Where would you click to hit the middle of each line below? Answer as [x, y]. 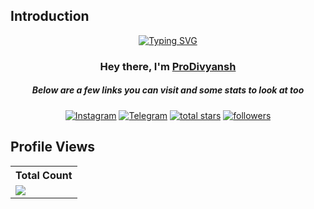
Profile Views [53, 147]
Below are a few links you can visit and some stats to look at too [168, 90]
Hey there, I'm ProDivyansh [168, 66]
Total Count [44, 175]
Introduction [50, 16]
